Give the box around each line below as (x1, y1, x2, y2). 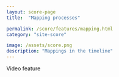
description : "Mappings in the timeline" (6, 48, 114, 54)
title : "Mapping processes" (6, 15, 81, 21)
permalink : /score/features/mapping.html (6, 26, 114, 32)
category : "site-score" (6, 31, 67, 37)
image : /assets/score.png (6, 42, 72, 49)
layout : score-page (6, 9, 56, 15)
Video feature (6, 65, 41, 72)
